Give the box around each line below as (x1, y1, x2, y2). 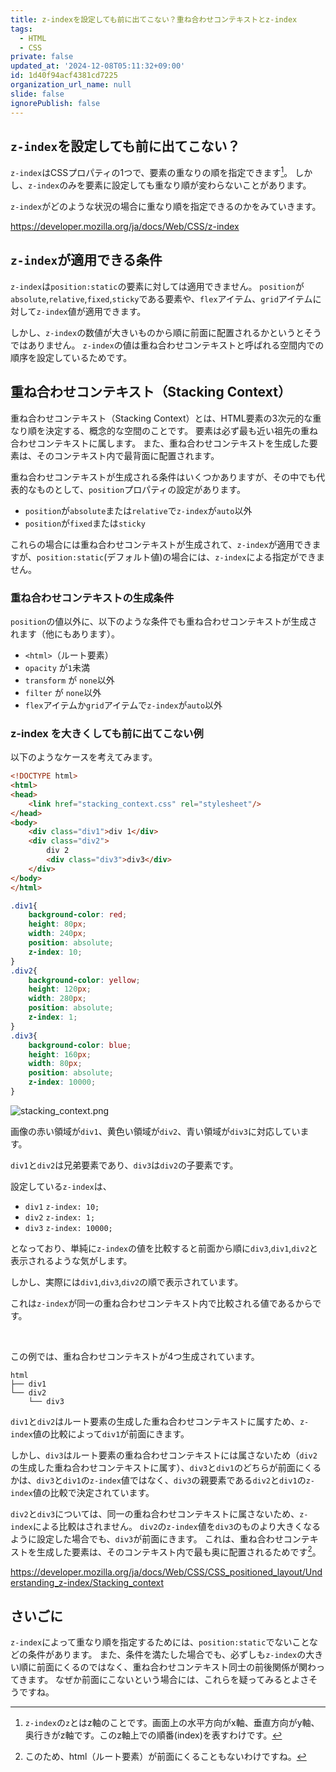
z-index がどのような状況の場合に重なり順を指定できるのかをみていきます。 (10, 200, 322, 212)
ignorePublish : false (10, 98, 101, 108)
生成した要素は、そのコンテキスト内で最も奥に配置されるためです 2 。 (36, 1544, 322, 1558)
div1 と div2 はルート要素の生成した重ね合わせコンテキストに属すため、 (10, 1415, 300, 1427)
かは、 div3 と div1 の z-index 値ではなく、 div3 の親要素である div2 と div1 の (10, 1474, 307, 1486)
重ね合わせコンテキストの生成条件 (10, 591, 175, 605)
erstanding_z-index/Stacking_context (10, 1576, 165, 1588)
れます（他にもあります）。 (10, 627, 120, 640)
